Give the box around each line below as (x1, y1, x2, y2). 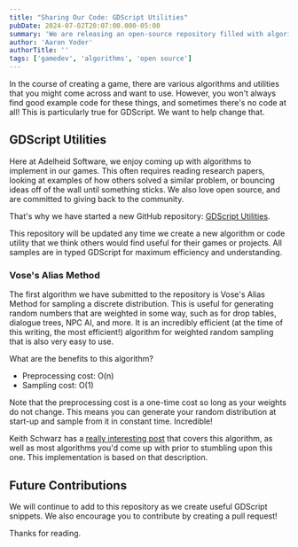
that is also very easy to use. (9, 336, 114, 347)
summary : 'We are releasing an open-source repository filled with (9, 29, 264, 38)
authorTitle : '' (9, 46, 69, 55)
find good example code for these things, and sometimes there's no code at (9, 98, 286, 107)
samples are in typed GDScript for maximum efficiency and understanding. (9, 246, 283, 257)
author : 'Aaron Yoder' (9, 37, 93, 47)
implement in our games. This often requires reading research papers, (9, 165, 265, 176)
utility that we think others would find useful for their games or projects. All (9, 237, 282, 248)
